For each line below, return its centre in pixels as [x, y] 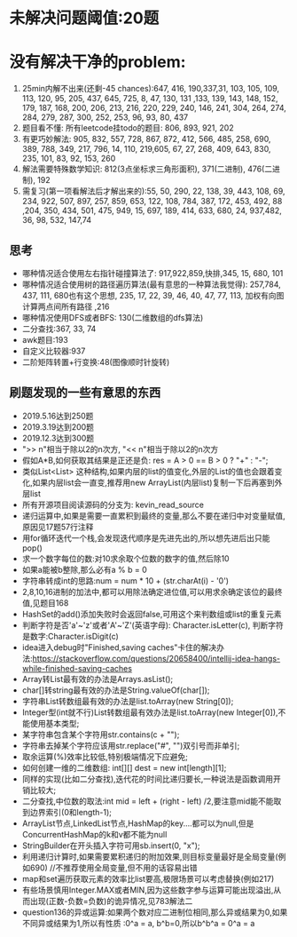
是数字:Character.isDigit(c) [70, 636]
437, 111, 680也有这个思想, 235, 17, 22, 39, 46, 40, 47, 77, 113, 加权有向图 [153, 295]
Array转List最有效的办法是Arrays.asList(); [98, 679]
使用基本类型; [55, 723]
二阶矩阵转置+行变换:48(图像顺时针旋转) [96, 361]
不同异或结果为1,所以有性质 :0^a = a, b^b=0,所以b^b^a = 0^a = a [138, 923]
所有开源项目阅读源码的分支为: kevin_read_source [113, 504]
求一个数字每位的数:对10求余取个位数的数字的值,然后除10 [125, 558]
